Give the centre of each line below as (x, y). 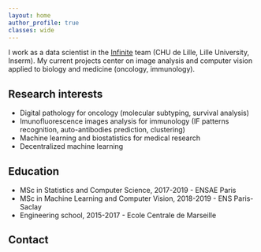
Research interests (56, 94)
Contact (28, 240)
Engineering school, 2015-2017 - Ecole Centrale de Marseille (118, 215)
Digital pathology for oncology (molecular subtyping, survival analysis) (134, 113)
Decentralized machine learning (71, 146)
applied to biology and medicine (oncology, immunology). (102, 69)
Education (34, 171)
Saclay (30, 207)
